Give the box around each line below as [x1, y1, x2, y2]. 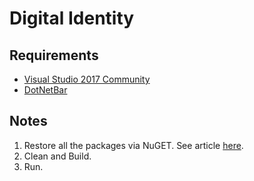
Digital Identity [9, 7, 135, 30]
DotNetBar [23, 84, 68, 96]
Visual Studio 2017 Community [23, 73, 151, 85]
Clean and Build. [23, 150, 92, 162]
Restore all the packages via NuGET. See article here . [23, 139, 244, 151]
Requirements [9, 47, 99, 64]
